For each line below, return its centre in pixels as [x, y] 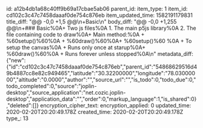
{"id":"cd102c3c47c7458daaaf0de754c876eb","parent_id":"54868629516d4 [102, 67]
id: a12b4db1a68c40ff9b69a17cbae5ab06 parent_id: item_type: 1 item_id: [97, 9]
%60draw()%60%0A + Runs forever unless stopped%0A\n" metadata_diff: [100, 54]
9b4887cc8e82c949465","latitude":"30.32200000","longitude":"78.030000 [101, 73]
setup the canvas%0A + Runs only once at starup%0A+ [76, 47]
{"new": [16, 60]
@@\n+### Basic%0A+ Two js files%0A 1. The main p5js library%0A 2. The [101, 28]
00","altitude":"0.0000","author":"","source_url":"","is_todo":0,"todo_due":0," [101, 79]
